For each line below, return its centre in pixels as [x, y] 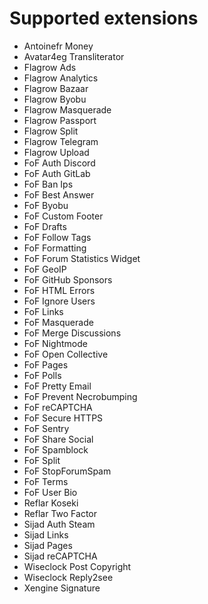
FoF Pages [46, 364]
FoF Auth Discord [59, 163]
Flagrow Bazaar [56, 88]
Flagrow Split [51, 131]
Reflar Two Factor [60, 513]
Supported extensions [104, 18]
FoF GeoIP [45, 269]
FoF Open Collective [66, 354]
